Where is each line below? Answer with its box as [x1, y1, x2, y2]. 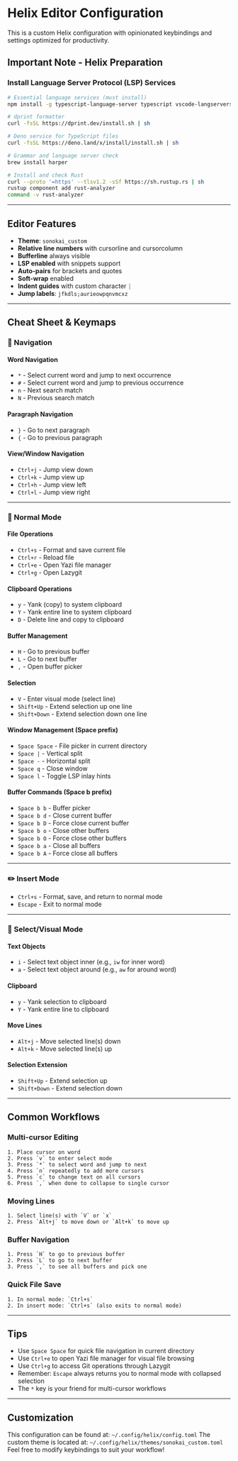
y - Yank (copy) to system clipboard [17, 600, 123, 609]
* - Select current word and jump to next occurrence [17, 371, 171, 380]
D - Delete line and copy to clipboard [17, 615, 124, 624]
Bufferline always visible [17, 251, 91, 260]
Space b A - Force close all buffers [17, 849, 118, 857]
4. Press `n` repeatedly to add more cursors [7, 1167, 144, 1174]
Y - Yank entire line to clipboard [17, 1005, 109, 1013]
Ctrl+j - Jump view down [17, 465, 93, 473]
